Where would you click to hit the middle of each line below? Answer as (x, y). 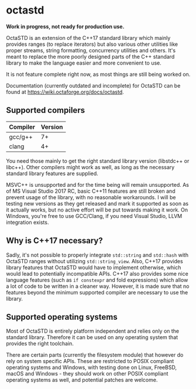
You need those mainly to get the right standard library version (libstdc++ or (98, 161)
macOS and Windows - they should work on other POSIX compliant (87, 374)
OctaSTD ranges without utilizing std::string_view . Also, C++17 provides (94, 261)
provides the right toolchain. (40, 344)
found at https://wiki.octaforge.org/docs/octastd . (65, 92)
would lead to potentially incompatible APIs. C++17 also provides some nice (97, 273)
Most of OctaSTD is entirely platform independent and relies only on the (93, 331)
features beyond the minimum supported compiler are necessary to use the (97, 292)
